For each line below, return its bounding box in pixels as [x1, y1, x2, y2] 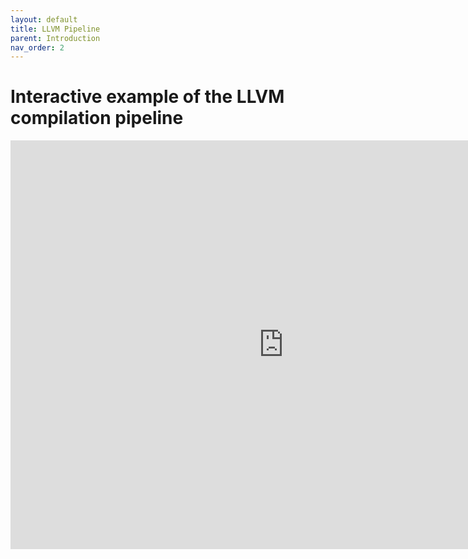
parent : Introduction [10, 33, 101, 43]
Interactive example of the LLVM [10, 86, 285, 108]
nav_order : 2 [10, 42, 65, 53]
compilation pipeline [10, 107, 184, 130]
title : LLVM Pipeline [10, 24, 101, 34]
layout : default [10, 14, 78, 25]
